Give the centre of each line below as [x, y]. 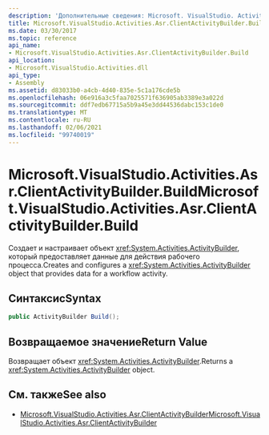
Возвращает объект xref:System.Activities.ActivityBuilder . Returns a [121, 361]
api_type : [25, 75]
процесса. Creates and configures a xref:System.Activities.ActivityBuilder [129, 264]
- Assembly [26, 83]
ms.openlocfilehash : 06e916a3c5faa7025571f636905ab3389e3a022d [116, 98]
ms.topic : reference [43, 38]
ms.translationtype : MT [48, 113]
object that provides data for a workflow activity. [88, 273]
